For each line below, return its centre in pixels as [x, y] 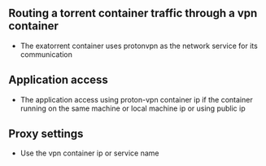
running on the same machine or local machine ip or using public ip [133, 108]
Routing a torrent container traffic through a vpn [133, 13]
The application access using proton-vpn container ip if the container [137, 99]
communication [46, 54]
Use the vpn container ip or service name [89, 153]
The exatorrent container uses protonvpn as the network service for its [139, 46]
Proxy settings [46, 134]
